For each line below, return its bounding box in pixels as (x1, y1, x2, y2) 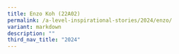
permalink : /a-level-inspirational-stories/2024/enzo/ (7, 17, 173, 24)
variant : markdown (7, 23, 62, 30)
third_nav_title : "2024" (7, 36, 81, 43)
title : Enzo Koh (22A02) (7, 10, 81, 18)
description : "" (7, 29, 55, 37)
